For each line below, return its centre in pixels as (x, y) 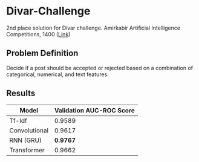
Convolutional (29, 130)
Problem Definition (42, 53)
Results (21, 93)
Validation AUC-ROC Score (94, 110)
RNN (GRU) (26, 140)
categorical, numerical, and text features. (57, 74)
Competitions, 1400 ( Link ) (38, 34)
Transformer (27, 150)
